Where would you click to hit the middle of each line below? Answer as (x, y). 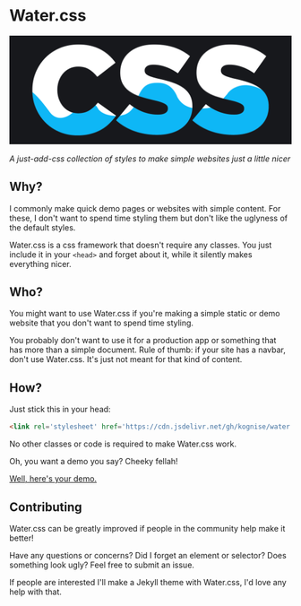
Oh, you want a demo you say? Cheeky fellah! (94, 462)
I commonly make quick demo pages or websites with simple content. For (145, 208)
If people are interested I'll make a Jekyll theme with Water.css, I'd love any (148, 582)
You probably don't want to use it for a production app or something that (143, 341)
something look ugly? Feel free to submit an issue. (102, 565)
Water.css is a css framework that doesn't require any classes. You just (141, 245)
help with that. (36, 592)
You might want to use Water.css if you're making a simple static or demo (145, 314)
